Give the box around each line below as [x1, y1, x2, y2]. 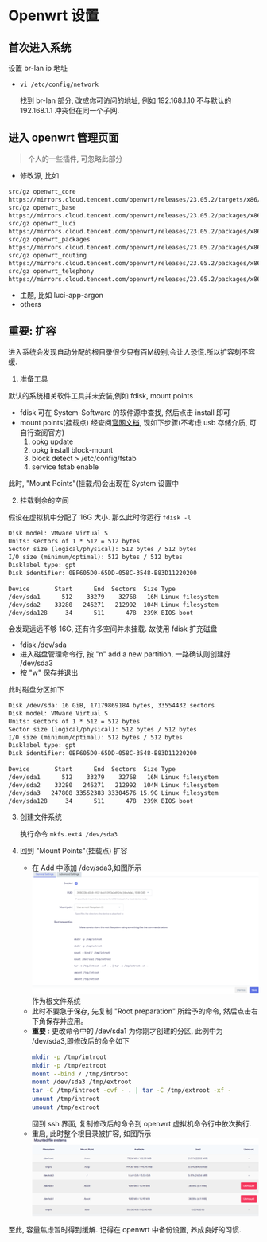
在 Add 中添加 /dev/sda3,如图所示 [31, 863, 142, 872]
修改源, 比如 [19, 170, 60, 180]
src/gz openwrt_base [8, 203, 77, 211]
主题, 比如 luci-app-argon [19, 290, 103, 300]
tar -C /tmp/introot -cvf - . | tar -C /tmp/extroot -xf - [31, 1087, 232, 1095]
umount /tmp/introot [31, 1095, 100, 1103]
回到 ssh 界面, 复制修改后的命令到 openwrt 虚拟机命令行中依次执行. [31, 1119, 252, 1128]
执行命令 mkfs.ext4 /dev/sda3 [19, 829, 118, 838]
